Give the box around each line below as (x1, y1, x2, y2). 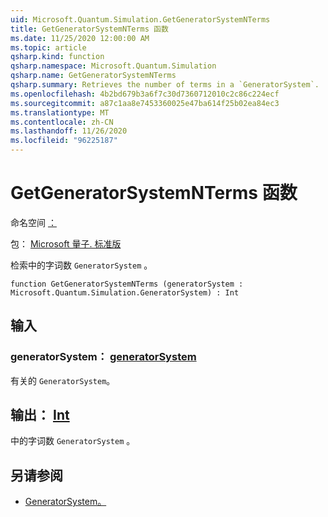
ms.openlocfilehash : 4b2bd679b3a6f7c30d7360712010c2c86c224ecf (10, 89, 280, 99)
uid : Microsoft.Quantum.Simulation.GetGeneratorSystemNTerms (10, 14, 271, 25)
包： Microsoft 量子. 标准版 (10, 237, 122, 250)
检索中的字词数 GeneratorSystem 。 (10, 259, 153, 271)
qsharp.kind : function (10, 52, 105, 62)
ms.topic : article (10, 42, 87, 53)
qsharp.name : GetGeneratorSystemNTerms (10, 71, 177, 81)
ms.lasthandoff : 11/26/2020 (10, 126, 128, 136)
